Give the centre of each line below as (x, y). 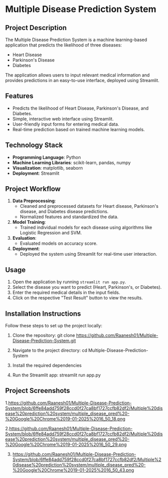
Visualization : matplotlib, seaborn (47, 168)
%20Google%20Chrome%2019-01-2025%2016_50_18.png (65, 418)
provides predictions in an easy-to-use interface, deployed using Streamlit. (82, 80)
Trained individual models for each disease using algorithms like (86, 227)
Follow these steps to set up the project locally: (54, 326)
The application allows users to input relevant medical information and (77, 75)
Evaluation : (24, 238)
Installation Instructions (43, 314)
